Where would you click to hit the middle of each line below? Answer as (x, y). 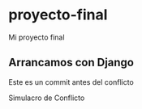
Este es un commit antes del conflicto (71, 82)
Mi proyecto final (37, 37)
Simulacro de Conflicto (47, 98)
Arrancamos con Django (71, 63)
